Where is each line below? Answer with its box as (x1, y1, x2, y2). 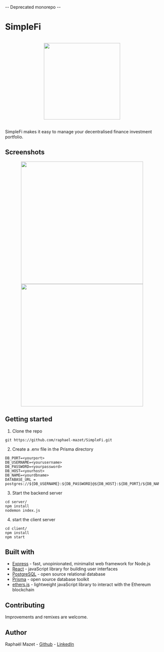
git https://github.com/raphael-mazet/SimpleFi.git (5, 437, 112, 442)
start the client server (12, 516, 56, 522)
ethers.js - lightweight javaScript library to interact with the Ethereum (12, 581, 151, 587)
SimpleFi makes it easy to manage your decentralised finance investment (5, 128, 152, 134)
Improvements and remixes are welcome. (5, 614, 88, 620)
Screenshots (5, 148, 45, 156)
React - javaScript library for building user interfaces (12, 566, 118, 572)
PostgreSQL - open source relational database (12, 571, 106, 577)
